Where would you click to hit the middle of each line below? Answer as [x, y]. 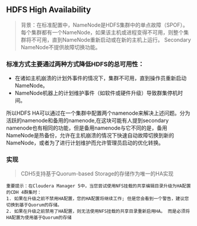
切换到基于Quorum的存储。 [34, 205]
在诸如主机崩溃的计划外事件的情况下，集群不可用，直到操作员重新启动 [101, 78]
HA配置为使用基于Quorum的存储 [39, 218]
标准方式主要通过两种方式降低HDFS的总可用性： [75, 64]
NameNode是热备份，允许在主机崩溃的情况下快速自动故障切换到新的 [90, 136]
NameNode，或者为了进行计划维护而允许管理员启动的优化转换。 [85, 143]
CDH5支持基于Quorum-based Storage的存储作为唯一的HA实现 [97, 174]
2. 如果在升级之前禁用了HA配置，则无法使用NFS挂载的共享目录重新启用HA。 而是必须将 [98, 211]
